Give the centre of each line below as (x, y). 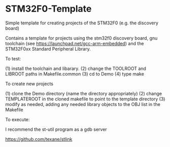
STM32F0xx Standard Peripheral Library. (48, 49)
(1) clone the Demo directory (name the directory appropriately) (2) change (84, 93)
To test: (13, 58)
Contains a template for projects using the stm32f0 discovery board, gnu (81, 38)
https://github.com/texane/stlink (39, 139)
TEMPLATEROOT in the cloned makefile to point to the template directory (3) (85, 99)
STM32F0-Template (48, 9)
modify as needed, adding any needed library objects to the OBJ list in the (83, 104)
